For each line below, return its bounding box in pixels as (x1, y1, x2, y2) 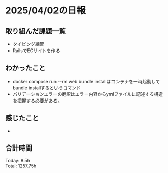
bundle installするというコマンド (12, 85, 81, 91)
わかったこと (5, 64, 46, 72)
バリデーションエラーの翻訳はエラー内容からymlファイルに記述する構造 (12, 91, 163, 97)
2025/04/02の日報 (5, 5, 86, 16)
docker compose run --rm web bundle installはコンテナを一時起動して (12, 78, 160, 84)
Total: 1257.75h (5, 163, 37, 169)
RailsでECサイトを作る (12, 47, 60, 54)
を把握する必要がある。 (12, 97, 62, 104)
